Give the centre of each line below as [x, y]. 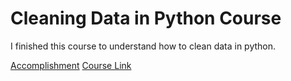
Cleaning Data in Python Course [146, 18]
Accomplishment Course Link [71, 65]
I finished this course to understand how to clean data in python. [143, 46]
